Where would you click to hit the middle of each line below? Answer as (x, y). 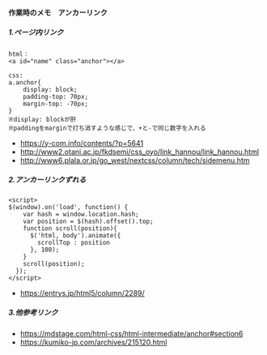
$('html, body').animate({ (75, 235)
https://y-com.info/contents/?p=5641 (82, 143)
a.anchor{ (25, 82)
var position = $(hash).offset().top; (88, 221)
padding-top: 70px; (56, 96)
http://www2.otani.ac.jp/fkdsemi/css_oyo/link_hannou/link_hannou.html (140, 152)
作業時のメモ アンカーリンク (58, 12)
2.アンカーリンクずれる (47, 180)
